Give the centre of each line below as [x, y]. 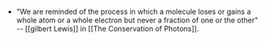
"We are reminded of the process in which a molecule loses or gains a [133, 12]
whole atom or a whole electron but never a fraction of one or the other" [137, 20]
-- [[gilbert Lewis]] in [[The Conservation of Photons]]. [107, 29]
